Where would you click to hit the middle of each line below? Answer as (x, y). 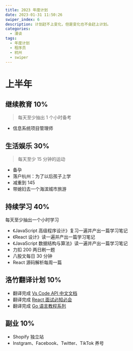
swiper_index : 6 (22, 19)
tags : (11, 39)
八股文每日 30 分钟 (32, 256)
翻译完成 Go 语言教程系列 (39, 306)
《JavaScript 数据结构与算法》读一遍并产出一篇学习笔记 (70, 243)
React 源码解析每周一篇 (37, 262)
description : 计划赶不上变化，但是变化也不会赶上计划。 (58, 24)
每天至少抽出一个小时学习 (32, 220)
